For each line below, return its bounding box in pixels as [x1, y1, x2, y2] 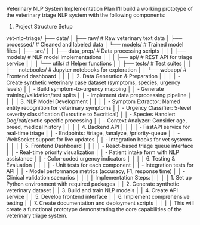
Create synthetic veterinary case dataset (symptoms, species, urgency [6, 79, 181, 86]
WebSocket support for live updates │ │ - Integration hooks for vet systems [6, 136, 192, 143]
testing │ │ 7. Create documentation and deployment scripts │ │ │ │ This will [6, 199, 194, 206]
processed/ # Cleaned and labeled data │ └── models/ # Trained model [6, 41, 184, 48]
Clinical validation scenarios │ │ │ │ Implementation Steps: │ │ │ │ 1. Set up [6, 174, 192, 181]
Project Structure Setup [14, 23, 73, 30]
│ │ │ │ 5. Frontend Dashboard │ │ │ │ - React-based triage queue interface [6, 143, 194, 149]
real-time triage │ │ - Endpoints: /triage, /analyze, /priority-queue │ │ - [6, 130, 180, 137]
